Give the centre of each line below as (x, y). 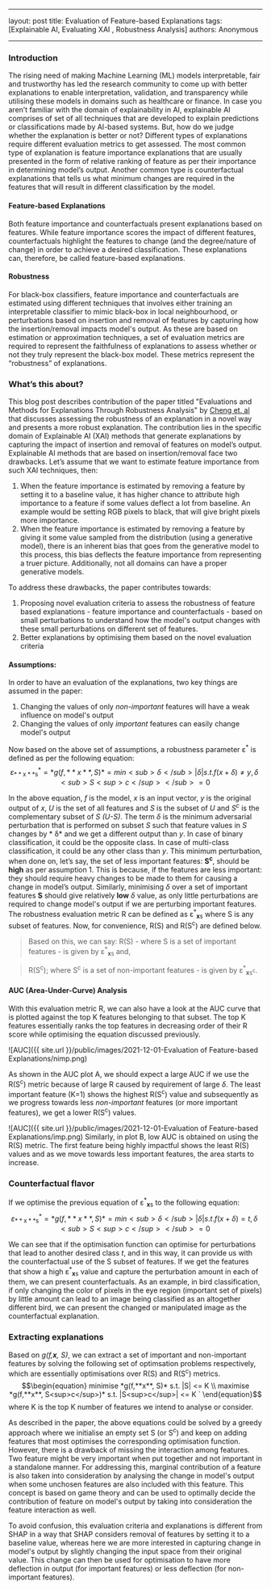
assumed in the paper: (46, 691)
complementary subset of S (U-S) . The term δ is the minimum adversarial (130, 816)
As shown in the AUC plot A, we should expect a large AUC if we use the (129, 1074)
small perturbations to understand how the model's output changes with (140, 620)
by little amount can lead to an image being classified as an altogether (125, 1299)
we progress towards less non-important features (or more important (123, 1103)
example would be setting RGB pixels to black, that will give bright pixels (140, 511)
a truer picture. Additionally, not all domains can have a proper (123, 563)
